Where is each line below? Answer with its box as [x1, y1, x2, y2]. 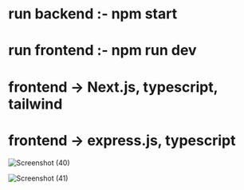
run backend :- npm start [8, 5, 178, 23]
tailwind [8, 95, 63, 113]
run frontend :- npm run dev [8, 42, 197, 60]
